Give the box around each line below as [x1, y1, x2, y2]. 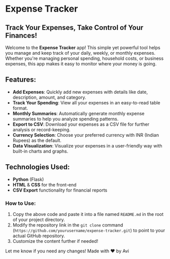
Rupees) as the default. [12, 137, 62, 143]
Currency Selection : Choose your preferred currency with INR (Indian [12, 132, 159, 138]
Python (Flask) [12, 176, 44, 182]
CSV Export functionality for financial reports [12, 187, 108, 193]
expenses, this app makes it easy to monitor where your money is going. [5, 61, 157, 66]
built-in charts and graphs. [12, 148, 69, 154]
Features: [5, 76, 37, 84]
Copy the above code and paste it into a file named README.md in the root [12, 211, 164, 217]
